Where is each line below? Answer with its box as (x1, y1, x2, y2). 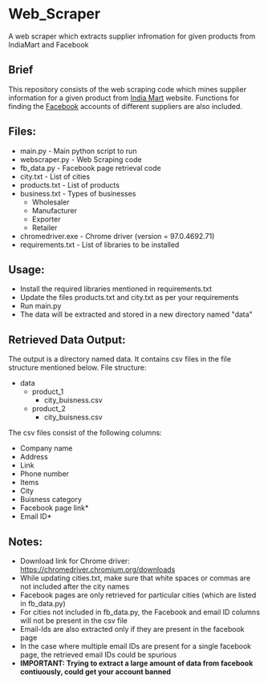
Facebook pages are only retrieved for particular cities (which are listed (19, 590, 257, 600)
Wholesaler (31, 197, 70, 207)
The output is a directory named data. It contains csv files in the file (8, 354, 231, 364)
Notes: (8, 535, 43, 548)
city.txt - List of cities (19, 172, 91, 181)
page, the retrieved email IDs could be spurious (19, 650, 177, 659)
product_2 (31, 404, 66, 414)
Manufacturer (31, 205, 78, 215)
